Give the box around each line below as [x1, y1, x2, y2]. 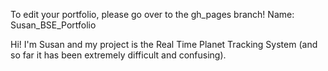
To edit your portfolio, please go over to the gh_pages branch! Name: [10, 9, 295, 20]
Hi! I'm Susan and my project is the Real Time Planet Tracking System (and [10, 39, 318, 50]
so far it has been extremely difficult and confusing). [10, 49, 227, 61]
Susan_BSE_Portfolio [10, 19, 97, 31]
